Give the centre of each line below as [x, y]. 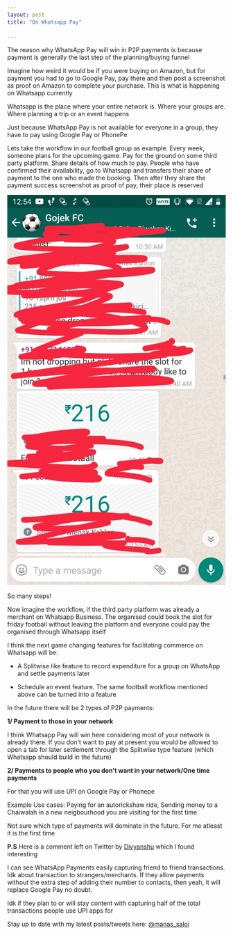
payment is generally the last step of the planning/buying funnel [98, 57]
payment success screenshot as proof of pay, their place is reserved [105, 185]
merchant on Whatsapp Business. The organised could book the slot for [110, 617]
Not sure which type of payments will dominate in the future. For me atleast [115, 826]
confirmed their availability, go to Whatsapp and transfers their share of [109, 171]
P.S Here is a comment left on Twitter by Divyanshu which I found [101, 847]
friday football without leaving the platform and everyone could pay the [109, 624]
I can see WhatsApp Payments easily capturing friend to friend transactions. [116, 867]
